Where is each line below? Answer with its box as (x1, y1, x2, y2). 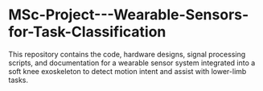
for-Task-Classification (8, 23, 166, 41)
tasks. (8, 75, 29, 85)
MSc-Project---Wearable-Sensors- (8, 6, 249, 24)
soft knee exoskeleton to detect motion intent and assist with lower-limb (8, 66, 247, 76)
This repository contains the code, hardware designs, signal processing (8, 49, 246, 59)
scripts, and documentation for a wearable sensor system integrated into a (8, 58, 256, 68)
